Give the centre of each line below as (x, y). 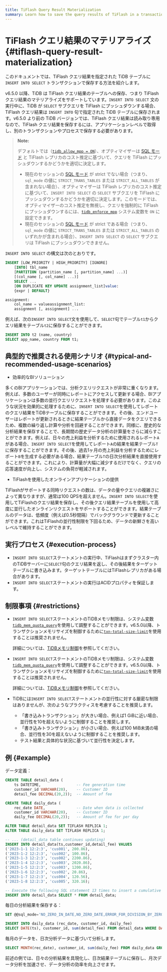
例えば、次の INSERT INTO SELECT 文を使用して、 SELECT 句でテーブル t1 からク (82, 319)
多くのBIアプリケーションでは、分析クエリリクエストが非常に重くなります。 (83, 388)
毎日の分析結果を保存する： (34, 905)
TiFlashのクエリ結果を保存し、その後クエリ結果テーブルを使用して (86, 502)
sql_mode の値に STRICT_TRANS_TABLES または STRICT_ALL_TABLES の (92, 231)
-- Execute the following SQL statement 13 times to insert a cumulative (83, 890)
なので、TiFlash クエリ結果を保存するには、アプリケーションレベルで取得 (81, 125)
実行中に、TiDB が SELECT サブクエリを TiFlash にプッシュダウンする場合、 (82, 106)
